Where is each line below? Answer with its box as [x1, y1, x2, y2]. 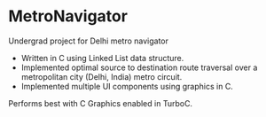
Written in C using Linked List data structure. [20, 52, 184, 63]
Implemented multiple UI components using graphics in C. [20, 81, 234, 91]
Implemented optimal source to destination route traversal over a [20, 62, 258, 73]
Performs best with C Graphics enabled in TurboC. [8, 97, 192, 108]
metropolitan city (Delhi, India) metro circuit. [20, 71, 183, 82]
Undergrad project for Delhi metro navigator [8, 35, 169, 46]
